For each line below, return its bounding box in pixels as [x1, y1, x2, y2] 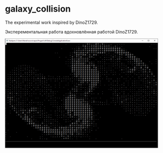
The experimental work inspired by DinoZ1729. [5, 19, 98, 25]
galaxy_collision [5, 3, 71, 15]
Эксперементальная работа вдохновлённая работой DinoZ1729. [5, 29, 138, 34]
